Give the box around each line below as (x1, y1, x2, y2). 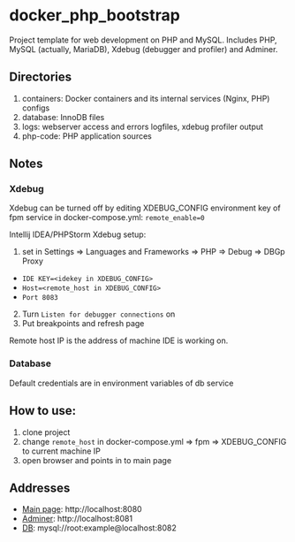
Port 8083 (21, 294, 59, 302)
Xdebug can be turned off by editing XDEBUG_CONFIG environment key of (9, 202, 281, 213)
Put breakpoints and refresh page (21, 318, 145, 329)
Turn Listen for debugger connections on (21, 309, 176, 319)
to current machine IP (21, 446, 102, 456)
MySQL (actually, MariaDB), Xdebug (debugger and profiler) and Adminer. (9, 43, 278, 54)
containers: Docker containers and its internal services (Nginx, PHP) (21, 93, 270, 103)
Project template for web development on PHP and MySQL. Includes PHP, (9, 34, 277, 45)
